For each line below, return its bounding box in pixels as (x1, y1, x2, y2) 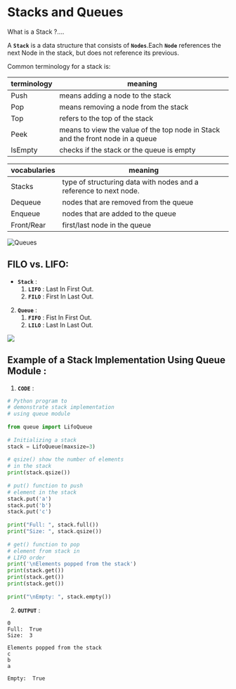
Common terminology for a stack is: (7, 62, 111, 70)
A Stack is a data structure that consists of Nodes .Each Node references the (7, 41, 221, 49)
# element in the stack (7, 489, 77, 496)
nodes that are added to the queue (62, 209, 177, 218)
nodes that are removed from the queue (62, 197, 194, 207)
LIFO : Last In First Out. (27, 284, 94, 293)
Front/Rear (11, 220, 46, 230)
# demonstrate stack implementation (7, 404, 114, 411)
